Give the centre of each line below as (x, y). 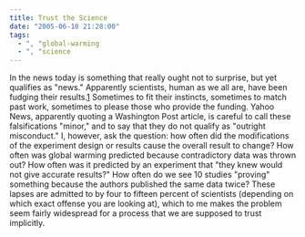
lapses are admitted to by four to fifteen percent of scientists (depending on (152, 194)
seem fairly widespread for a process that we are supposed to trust (136, 213)
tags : (20, 35)
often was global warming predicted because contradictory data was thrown (153, 155)
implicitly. (27, 223)
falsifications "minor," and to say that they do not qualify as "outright (137, 126)
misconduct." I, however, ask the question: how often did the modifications (149, 136)
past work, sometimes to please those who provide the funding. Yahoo (142, 107)
